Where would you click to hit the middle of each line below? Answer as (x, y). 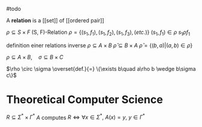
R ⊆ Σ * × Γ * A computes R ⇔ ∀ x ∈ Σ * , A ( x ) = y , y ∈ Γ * (76, 117)
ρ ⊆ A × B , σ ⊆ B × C (35, 57)
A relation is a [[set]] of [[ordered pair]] (55, 20)
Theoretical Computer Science (85, 99)
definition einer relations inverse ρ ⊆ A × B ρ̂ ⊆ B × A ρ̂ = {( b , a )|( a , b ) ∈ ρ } (99, 45)
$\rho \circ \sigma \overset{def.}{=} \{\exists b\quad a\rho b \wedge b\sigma (101, 68)
